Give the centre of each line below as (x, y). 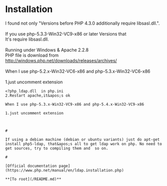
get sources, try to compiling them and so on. (57, 148)
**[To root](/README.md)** (33, 179)
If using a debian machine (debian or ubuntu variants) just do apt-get (82, 139)
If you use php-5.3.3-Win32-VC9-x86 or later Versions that (66, 34)
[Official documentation (31, 166)
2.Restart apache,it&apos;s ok (38, 96)
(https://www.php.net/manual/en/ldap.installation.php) (64, 170)
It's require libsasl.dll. (27, 39)
